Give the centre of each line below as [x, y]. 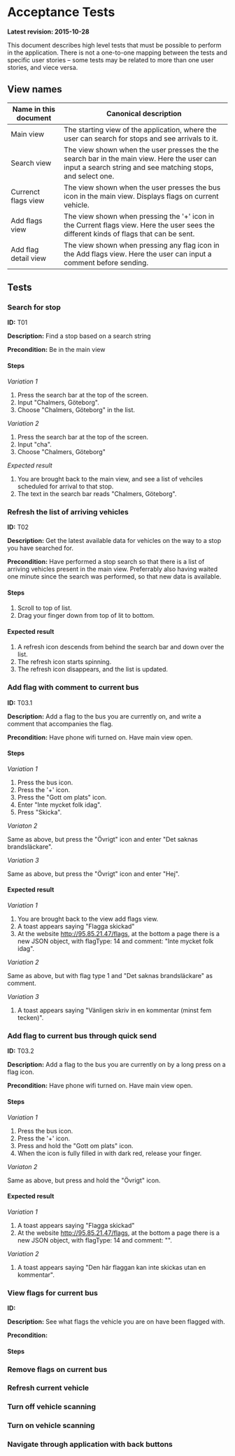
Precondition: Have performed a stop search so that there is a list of [106, 561]
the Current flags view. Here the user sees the [140, 225]
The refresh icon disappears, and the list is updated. [93, 670]
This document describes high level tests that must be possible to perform [114, 45]
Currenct [26, 192]
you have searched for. [40, 548]
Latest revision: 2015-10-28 [48, 31]
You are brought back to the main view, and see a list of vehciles [110, 479]
